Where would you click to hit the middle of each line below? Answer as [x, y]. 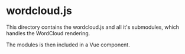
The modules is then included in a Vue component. [68, 45]
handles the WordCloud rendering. [48, 33]
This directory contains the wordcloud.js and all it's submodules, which [92, 27]
